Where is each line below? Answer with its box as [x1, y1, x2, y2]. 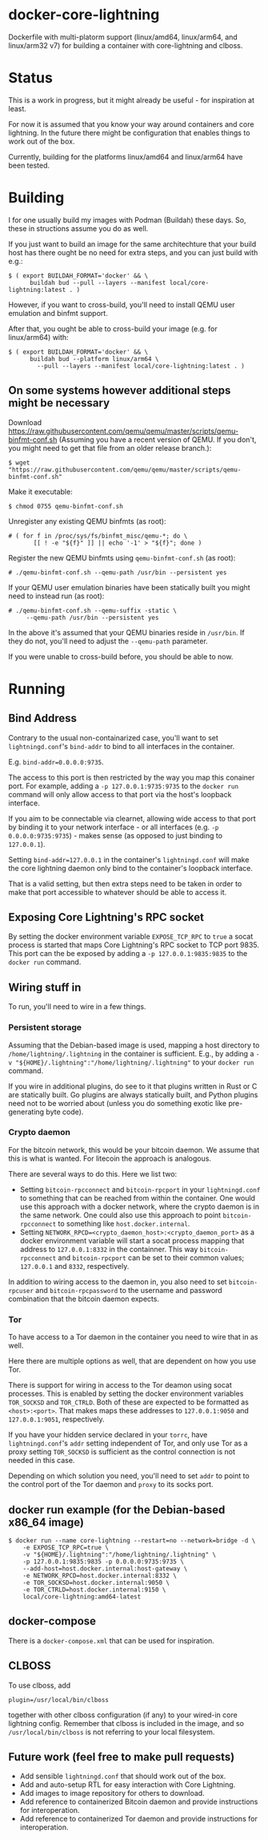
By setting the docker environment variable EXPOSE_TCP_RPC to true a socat [8, 932, 254, 942]
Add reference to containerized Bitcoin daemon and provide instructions [19, 1797, 258, 1806]
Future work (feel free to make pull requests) [8, 1750, 235, 1764]
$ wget [8, 459, 30, 467]
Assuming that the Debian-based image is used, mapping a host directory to [8, 1040, 260, 1050]
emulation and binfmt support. [8, 308, 108, 318]
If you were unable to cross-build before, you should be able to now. [8, 651, 234, 661]
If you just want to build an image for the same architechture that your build [8, 239, 257, 249]
